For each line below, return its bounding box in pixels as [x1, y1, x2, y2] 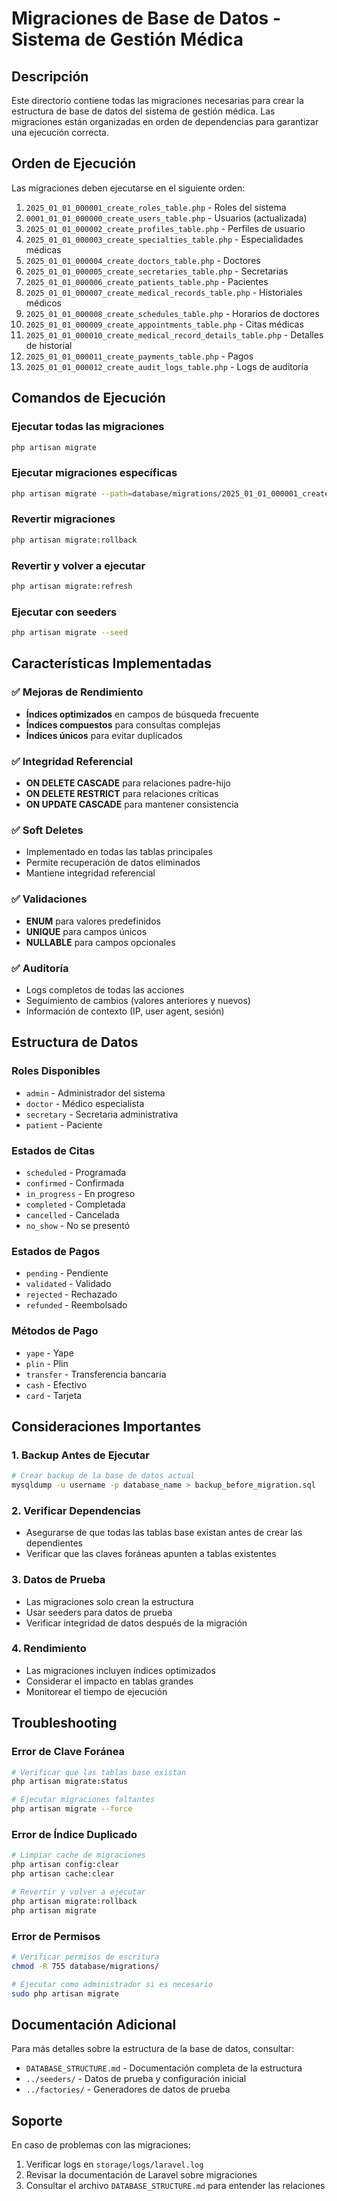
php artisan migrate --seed [11, 628, 129, 638]
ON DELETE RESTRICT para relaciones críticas [25, 788, 219, 800]
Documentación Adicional [11, 2016, 177, 2033]
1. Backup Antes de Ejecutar [11, 1448, 150, 1462]
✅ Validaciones [11, 892, 88, 906]
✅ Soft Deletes [11, 823, 84, 837]
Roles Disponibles [11, 1064, 101, 1078]
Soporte [11, 2112, 63, 2129]
